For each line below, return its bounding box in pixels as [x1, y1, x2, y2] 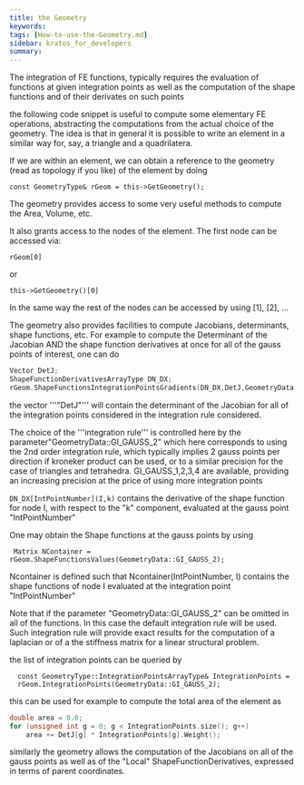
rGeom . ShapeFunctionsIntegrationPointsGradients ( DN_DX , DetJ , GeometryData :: [9, 383, 302, 392]
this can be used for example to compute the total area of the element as [9, 695, 281, 706]
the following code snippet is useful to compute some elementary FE [9, 109, 266, 120]
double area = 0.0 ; [9, 713, 83, 722]
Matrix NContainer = [13, 546, 92, 556]
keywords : [9, 22, 47, 31]
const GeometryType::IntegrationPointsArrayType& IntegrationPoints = [17, 672, 290, 681]
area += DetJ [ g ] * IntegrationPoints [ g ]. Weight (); [25, 730, 221, 740]
